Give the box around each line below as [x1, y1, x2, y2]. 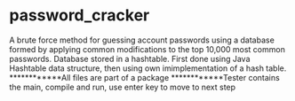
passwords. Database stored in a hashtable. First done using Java [9, 53, 251, 64]
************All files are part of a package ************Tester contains [9, 72, 280, 82]
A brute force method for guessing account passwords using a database [9, 35, 275, 45]
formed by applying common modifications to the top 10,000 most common [9, 43, 286, 54]
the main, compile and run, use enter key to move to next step [9, 82, 236, 92]
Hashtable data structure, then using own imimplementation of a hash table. [9, 63, 287, 74]
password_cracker [9, 5, 150, 26]
